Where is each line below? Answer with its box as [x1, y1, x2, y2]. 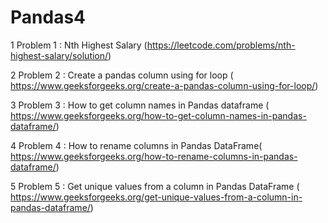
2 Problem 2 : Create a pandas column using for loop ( [10, 69, 234, 81]
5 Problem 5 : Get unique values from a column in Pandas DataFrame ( [10, 180, 300, 192]
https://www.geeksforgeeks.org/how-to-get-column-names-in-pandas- [10, 109, 307, 121]
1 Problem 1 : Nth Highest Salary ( [10, 39, 148, 51]
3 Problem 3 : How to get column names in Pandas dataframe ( [10, 99, 270, 111]
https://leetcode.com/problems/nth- [146, 39, 296, 51]
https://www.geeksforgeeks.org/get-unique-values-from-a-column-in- [10, 191, 303, 203]
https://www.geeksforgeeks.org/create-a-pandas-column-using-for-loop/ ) [10, 79, 319, 91]
